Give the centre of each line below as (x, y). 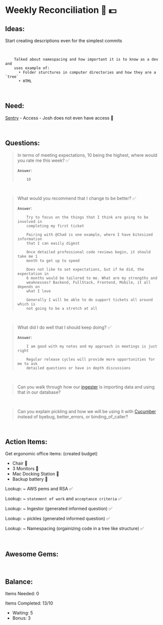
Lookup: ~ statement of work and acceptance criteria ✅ (64, 499)
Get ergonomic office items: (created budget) (51, 454)
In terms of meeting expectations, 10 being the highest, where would (87, 155)
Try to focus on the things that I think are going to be (87, 217)
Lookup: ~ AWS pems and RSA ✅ (39, 489)
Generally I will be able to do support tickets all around (90, 300)
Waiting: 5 (23, 613)
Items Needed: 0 (22, 594)
